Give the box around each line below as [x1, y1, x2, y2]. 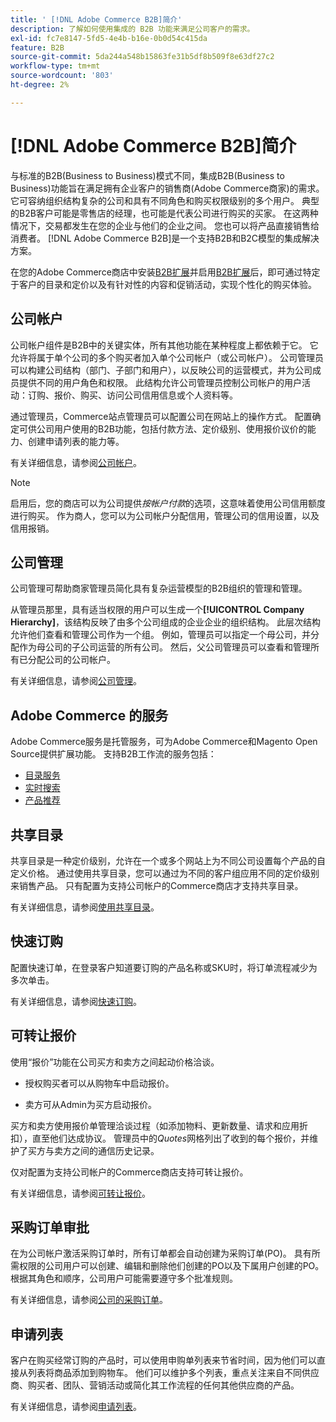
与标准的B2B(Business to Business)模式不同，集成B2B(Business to [10, 169, 285, 181]
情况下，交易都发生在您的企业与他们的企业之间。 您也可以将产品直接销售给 [10, 219, 320, 231]
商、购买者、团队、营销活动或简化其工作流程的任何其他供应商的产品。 [10, 1379, 300, 1391]
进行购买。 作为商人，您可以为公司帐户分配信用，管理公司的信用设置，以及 [10, 509, 320, 521]
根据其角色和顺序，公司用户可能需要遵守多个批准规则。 [10, 1272, 238, 1285]
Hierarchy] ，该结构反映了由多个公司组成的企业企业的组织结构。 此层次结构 [10, 616, 321, 628]
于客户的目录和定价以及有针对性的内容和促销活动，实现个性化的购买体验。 [10, 278, 317, 290]
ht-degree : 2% [10, 80, 70, 90]
